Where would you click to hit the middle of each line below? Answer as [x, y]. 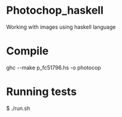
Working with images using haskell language [61, 27]
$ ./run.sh [18, 108]
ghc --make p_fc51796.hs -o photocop [54, 67]
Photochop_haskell [55, 10]
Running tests [42, 92]
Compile [28, 51]
